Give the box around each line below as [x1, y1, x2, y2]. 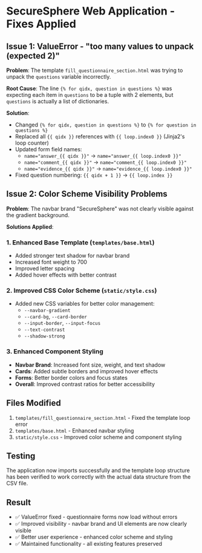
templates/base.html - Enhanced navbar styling [15, 427, 134, 434]
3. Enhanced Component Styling [6, 347, 104, 356]
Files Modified [6, 398, 62, 408]
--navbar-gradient [24, 307, 71, 314]
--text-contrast [24, 327, 65, 333]
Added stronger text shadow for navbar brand [15, 252, 130, 260]
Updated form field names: [15, 146, 82, 152]
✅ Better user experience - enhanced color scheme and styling [15, 534, 173, 541]
